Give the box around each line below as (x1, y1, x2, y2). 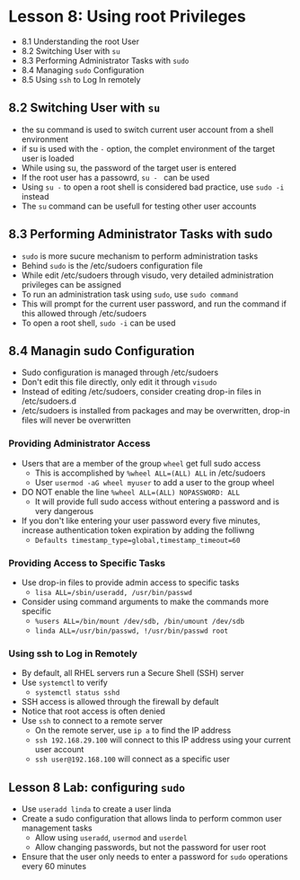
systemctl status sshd (34, 689, 120, 698)
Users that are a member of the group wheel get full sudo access (21, 458, 261, 468)
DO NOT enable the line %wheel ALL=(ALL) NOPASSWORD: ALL (21, 486, 240, 497)
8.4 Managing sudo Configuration (21, 65, 145, 76)
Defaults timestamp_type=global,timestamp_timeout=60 (34, 536, 241, 545)
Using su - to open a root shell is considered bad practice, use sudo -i (21, 182, 285, 192)
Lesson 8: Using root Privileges (8, 6, 246, 27)
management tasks (21, 822, 93, 833)
